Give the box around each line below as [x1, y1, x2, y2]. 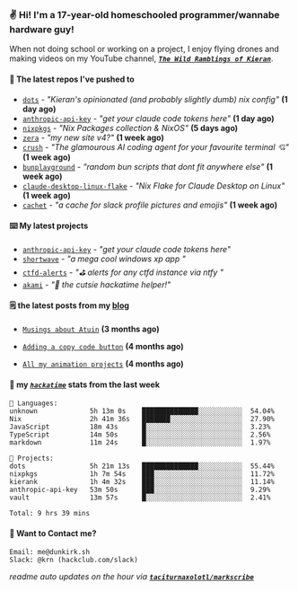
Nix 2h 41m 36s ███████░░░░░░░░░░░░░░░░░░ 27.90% [9, 415, 276, 424]
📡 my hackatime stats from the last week [9, 379, 160, 390]
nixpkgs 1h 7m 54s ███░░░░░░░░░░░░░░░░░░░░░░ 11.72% [9, 470, 276, 479]
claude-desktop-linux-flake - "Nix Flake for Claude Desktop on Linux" [22, 180, 285, 191]
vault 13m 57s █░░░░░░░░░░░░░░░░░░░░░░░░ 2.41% [9, 493, 271, 502]
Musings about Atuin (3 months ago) [22, 323, 160, 334]
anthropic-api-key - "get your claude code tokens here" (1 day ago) [22, 112, 275, 124]
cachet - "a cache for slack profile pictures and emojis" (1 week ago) [22, 199, 278, 210]
